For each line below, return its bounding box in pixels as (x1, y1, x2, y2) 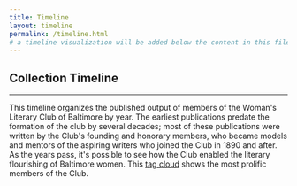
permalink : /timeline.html (9, 29, 109, 38)
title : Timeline (9, 12, 69, 22)
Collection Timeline (9, 70, 119, 85)
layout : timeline (9, 21, 73, 30)
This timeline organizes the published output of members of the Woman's (9, 103, 277, 113)
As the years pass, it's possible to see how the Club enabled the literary (9, 150, 270, 160)
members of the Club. (9, 168, 88, 179)
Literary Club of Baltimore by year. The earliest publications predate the (9, 112, 270, 122)
